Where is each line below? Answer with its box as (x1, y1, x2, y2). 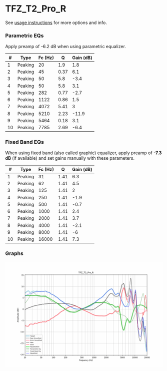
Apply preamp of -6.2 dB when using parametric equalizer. (5, 44, 126, 50)
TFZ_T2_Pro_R (5, 3, 66, 15)
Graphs (5, 250, 23, 257)
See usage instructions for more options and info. (5, 20, 107, 26)
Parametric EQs (5, 32, 44, 39)
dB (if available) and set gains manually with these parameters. (5, 155, 135, 161)
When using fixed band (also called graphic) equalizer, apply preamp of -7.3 (5, 150, 162, 156)
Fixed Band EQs (5, 138, 44, 145)
